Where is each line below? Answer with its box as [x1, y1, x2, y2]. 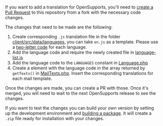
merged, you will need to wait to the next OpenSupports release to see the [5, 91, 156, 96]
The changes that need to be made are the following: [5, 24, 113, 30]
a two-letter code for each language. [12, 44, 87, 50]
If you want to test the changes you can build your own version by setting [5, 105, 154, 111]
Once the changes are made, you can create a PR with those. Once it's [5, 85, 149, 91]
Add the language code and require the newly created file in [12, 49, 134, 55]
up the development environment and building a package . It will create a [5, 110, 152, 116]
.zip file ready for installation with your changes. [5, 116, 104, 121]
